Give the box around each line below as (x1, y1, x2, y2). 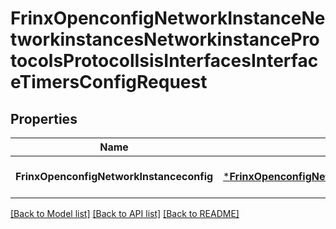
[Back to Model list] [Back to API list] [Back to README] (10, 208, 240, 219)
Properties (10, 110, 78, 127)
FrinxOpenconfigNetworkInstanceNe (10, 7, 326, 30)
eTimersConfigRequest (10, 71, 208, 94)
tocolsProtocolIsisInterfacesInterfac (10, 50, 319, 72)
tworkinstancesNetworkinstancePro (10, 28, 320, 51)
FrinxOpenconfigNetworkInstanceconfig (15, 170, 214, 183)
